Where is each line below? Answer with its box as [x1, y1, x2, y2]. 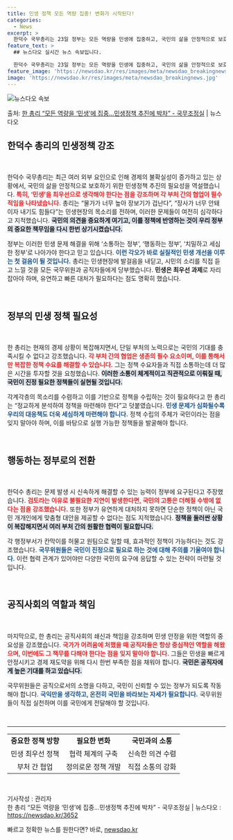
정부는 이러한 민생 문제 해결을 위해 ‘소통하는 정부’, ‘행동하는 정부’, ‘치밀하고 [7, 240, 208, 248]
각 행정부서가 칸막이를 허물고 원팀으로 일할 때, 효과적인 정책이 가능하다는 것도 [7, 537, 216, 545]
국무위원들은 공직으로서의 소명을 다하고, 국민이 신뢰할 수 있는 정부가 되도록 [7, 681, 209, 689]
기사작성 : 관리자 [7, 794, 52, 803]
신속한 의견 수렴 [128, 748, 177, 758]
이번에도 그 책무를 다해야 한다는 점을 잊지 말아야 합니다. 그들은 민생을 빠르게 [21, 649, 225, 658]
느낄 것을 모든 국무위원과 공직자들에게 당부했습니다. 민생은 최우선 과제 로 [14, 266, 209, 274]
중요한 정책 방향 [10, 736, 60, 746]
